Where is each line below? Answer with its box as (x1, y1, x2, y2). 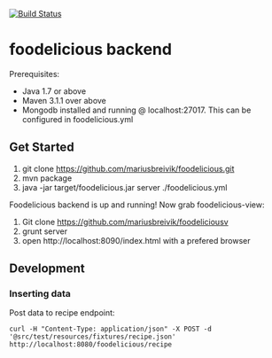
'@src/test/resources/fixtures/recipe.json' (9, 332, 176, 341)
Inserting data (9, 288, 71, 300)
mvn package (21, 173, 73, 183)
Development (9, 261, 86, 276)
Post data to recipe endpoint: (9, 307, 115, 318)
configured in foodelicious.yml (21, 113, 134, 124)
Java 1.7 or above (21, 85, 87, 97)
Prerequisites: (9, 68, 60, 79)
